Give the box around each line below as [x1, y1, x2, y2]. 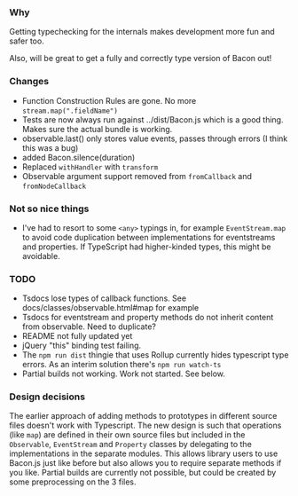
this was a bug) [21, 142, 79, 153]
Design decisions [9, 390, 86, 403]
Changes [9, 75, 50, 88]
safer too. [9, 35, 44, 46]
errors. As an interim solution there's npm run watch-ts [21, 359, 222, 370]
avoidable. [21, 250, 60, 261]
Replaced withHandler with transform [21, 161, 159, 172]
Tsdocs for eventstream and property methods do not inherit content [21, 312, 274, 323]
